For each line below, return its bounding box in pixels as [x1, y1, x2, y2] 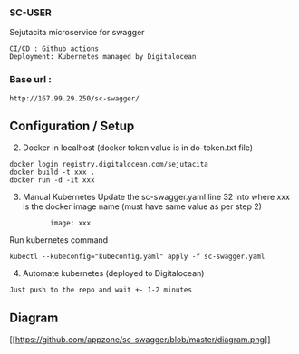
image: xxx [49, 219, 92, 228]
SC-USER [9, 6, 52, 19]
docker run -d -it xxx [9, 176, 95, 185]
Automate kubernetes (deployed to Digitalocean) [22, 268, 205, 279]
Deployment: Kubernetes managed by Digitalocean [9, 53, 197, 62]
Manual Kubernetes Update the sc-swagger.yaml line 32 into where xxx [22, 192, 290, 203]
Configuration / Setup [9, 118, 135, 133]
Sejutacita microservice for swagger [9, 27, 145, 38]
